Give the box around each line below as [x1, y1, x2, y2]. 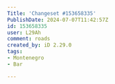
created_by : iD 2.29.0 [7, 42, 72, 48]
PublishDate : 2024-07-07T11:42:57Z [7, 16, 109, 23]
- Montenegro [7, 55, 44, 61]
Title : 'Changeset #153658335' [7, 10, 97, 17]
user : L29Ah [7, 29, 41, 36]
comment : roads [7, 36, 51, 42]
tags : [7, 48, 23, 55]
